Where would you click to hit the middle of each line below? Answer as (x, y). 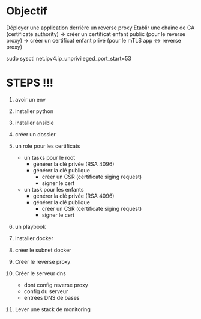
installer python (34, 111)
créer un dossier (35, 134)
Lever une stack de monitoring (53, 309)
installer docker (34, 238)
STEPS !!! (30, 83)
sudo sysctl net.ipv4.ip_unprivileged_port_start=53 (69, 58)
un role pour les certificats (47, 146)
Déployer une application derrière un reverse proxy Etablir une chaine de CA (100, 28)
